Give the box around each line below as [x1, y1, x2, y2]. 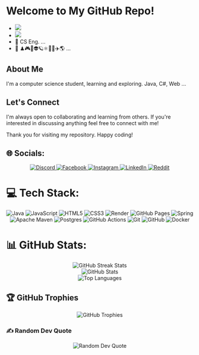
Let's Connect [6, 97, 59, 108]
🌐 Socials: [6, 148, 45, 158]
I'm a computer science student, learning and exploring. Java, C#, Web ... [6, 80, 187, 87]
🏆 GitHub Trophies [6, 292, 79, 303]
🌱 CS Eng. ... [14, 38, 46, 45]
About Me [6, 64, 43, 74]
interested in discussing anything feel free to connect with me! [6, 119, 159, 126]
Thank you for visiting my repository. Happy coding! [6, 131, 133, 138]
